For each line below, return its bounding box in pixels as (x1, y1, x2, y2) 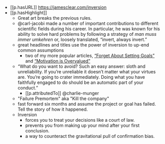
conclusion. (25, 128, 50, 133)
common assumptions (17, 47, 64, 53)
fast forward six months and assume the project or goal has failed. (17, 101, 156, 107)
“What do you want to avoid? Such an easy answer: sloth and (17, 63, 146, 69)
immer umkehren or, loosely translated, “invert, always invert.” (17, 36, 147, 42)
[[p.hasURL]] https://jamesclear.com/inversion (10, 5, 107, 10)
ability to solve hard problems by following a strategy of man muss (17, 31, 157, 37)
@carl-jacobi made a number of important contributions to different (17, 20, 158, 26)
